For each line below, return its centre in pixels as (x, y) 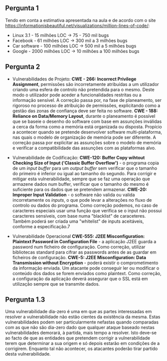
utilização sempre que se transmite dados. (56, 284)
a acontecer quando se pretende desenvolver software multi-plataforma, (87, 132)
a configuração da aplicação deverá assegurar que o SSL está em (80, 279)
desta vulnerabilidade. (28, 354)
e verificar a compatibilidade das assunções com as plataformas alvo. (84, 148)
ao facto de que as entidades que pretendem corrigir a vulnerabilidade (78, 338)
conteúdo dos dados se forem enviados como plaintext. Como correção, (87, 273)
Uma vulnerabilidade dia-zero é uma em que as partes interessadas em (79, 312)
